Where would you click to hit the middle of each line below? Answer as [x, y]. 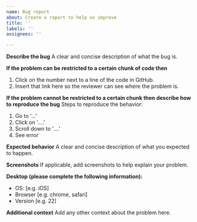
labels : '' [20, 29]
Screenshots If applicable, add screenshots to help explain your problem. [97, 165]
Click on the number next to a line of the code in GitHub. [84, 80]
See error [27, 135]
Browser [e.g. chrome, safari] [51, 195]
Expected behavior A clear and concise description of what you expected [98, 147]
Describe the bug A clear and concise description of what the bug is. [92, 57]
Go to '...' [26, 116]
